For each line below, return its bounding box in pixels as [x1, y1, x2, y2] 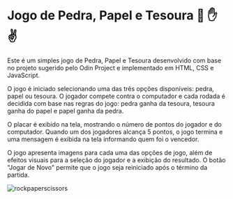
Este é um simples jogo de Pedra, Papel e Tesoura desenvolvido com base [7, 56, 222, 65]
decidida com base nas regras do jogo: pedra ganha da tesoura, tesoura [7, 99, 215, 107]
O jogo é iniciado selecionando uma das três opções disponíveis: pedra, [7, 84, 214, 93]
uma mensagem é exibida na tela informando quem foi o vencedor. [7, 135, 200, 143]
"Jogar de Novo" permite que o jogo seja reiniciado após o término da [7, 163, 208, 171]
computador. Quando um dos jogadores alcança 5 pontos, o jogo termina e [7, 127, 223, 136]
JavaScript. [7, 71, 40, 79]
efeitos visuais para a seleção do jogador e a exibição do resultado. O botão [7, 156, 226, 164]
